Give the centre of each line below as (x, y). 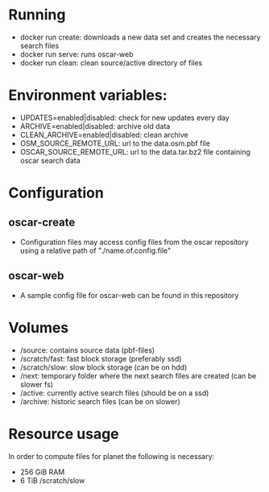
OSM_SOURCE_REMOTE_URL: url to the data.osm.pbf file (115, 143)
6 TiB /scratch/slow (52, 480)
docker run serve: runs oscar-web (77, 54)
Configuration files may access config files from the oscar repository (134, 242)
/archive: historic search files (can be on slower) (100, 401)
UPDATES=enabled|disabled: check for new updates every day (124, 118)
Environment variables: (88, 95)
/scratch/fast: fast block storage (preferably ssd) (101, 358)
